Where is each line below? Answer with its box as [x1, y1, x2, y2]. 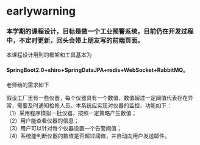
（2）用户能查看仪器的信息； [6, 117, 79, 124]
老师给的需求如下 [6, 81, 49, 88]
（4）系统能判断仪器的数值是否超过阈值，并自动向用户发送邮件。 [6, 132, 171, 140]
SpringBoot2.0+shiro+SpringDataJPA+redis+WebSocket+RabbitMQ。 [6, 66, 189, 74]
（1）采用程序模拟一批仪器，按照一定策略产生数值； [6, 109, 137, 116]
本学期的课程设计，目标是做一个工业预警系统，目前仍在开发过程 [6, 27, 194, 36]
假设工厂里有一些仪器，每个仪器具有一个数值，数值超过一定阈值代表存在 [6, 94, 188, 101]
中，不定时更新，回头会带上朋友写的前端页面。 [6, 37, 144, 45]
